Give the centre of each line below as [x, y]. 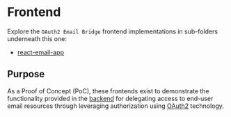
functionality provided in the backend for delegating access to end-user [110, 98]
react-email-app [41, 52]
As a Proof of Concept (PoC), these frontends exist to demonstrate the [109, 91]
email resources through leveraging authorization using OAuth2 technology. [116, 106]
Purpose [26, 74]
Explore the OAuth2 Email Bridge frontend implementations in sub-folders [112, 31]
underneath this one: [37, 38]
